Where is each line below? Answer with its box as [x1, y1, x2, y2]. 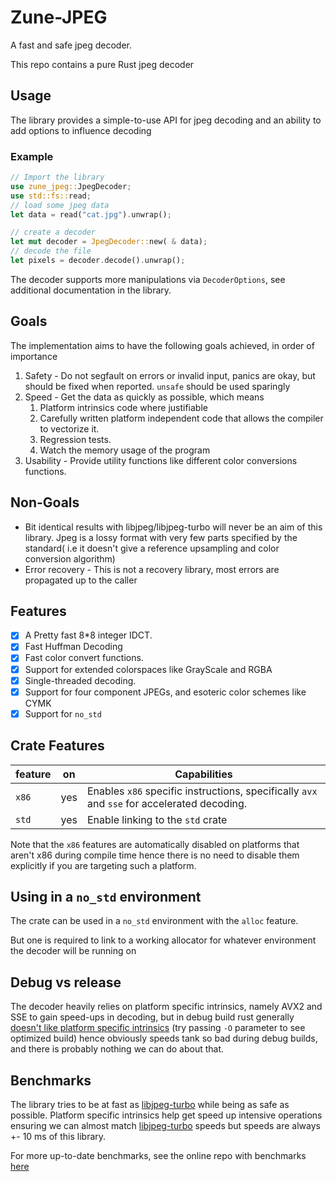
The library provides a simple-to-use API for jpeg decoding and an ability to [10, 114, 322, 126]
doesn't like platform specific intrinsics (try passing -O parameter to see [10, 1022, 306, 1034]
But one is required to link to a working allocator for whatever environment [10, 934, 317, 946]
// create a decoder [10, 227, 97, 238]
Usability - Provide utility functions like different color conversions [24, 454, 298, 466]
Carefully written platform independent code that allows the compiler [39, 412, 324, 424]
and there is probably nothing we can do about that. [10, 1043, 225, 1055]
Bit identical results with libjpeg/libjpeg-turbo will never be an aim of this [24, 521, 323, 533]
